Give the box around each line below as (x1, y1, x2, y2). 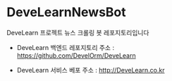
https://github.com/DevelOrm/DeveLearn (16, 51, 136, 60)
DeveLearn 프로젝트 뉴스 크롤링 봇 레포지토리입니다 (6, 28, 149, 37)
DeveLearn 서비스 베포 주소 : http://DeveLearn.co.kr (16, 66, 165, 74)
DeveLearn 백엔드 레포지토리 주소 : (16, 43, 114, 51)
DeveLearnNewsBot (6, 4, 126, 20)
